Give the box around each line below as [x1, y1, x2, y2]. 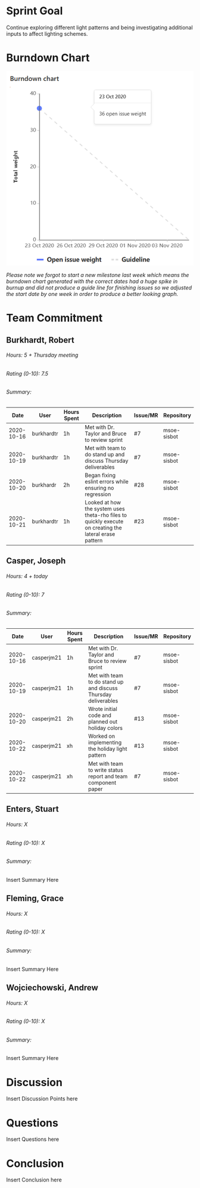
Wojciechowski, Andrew [6, 983, 98, 993]
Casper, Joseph [6, 556, 66, 566]
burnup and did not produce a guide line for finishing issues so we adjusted [6, 284, 192, 291]
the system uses [85, 505, 125, 513]
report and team [88, 772, 128, 779]
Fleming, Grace [6, 893, 64, 903]
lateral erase [85, 531, 115, 538]
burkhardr [32, 481, 57, 488]
